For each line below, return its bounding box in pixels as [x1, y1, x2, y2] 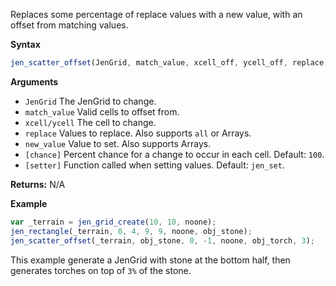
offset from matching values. [10, 19, 129, 31]
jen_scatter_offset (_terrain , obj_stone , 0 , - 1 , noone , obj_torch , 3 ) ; [10, 235, 316, 246]
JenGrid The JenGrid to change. [24, 95, 157, 107]
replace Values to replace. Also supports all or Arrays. [24, 127, 252, 139]
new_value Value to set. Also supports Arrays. [24, 137, 212, 149]
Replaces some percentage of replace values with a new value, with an [10, 9, 303, 20]
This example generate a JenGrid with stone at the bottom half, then [10, 254, 291, 266]
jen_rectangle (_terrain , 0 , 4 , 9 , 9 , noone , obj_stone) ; [10, 226, 253, 236]
